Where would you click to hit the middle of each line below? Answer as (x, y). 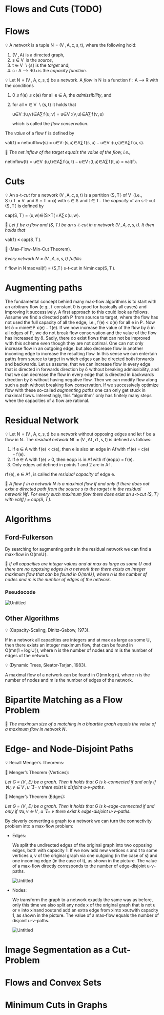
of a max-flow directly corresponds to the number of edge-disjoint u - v (83, 866)
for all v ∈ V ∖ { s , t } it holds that (44, 105)
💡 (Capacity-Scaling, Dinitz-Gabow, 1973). (47, 630)
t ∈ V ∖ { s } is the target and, (41, 65)
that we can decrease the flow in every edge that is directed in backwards (80, 374)
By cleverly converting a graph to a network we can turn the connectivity (79, 821)
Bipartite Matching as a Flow (64, 700)
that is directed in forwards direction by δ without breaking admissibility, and (82, 369)
